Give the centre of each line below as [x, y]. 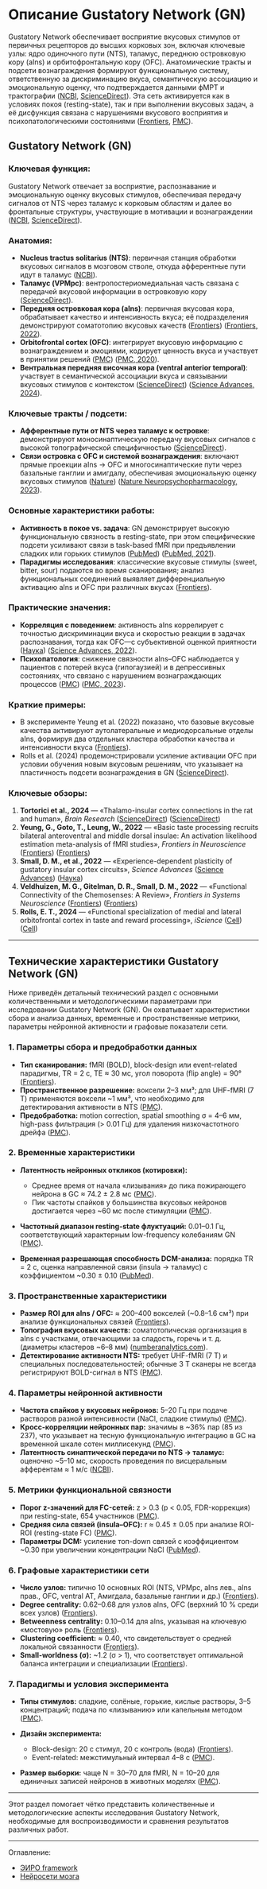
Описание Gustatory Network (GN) [127, 15]
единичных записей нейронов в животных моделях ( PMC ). [120, 1782]
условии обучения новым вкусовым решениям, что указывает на [132, 764]
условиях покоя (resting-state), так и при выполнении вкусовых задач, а [131, 104]
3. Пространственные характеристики [87, 1296]
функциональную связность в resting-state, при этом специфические [137, 536]
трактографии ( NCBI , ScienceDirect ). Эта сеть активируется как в [119, 95]
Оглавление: [30, 1852]
